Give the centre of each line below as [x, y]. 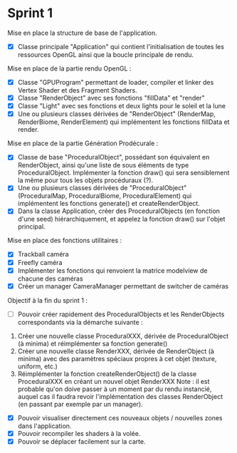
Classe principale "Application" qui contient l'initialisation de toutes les [121, 46]
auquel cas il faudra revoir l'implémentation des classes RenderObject [120, 396]
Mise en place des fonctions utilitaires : [65, 241]
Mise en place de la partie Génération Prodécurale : [83, 143]
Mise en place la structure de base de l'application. [82, 33]
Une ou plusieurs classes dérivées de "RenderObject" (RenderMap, [116, 114]
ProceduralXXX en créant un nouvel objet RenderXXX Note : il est [114, 381]
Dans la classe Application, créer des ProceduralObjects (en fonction [119, 211]
